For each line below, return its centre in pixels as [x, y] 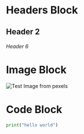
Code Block [34, 110]
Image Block [36, 70]
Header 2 [23, 32]
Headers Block [42, 10]
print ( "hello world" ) [32, 125]
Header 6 [17, 47]
